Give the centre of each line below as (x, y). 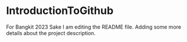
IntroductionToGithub (60, 11)
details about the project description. (51, 33)
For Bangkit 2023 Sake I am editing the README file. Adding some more (94, 27)
